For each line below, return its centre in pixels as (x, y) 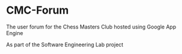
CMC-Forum (37, 10)
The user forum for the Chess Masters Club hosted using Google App (91, 27)
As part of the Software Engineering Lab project (65, 45)
